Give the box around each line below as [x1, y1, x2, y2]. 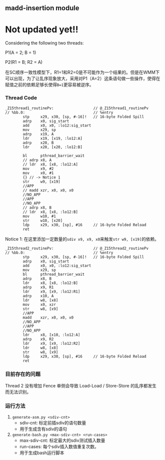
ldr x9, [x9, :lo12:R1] [23, 289, 80, 294]
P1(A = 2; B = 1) [5, 49, 36, 56]
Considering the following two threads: [5, 40, 84, 46]
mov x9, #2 [23, 166, 54, 171]
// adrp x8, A [23, 158, 52, 163]
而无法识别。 [5, 389, 31, 395]
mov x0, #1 [23, 170, 54, 175]
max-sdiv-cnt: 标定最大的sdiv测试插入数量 [19, 437, 105, 444]
